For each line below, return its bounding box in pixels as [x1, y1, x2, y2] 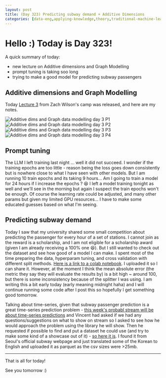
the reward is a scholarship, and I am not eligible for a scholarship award [5, 239, 153, 245]
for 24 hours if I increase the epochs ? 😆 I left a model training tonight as [5, 180, 154, 186]
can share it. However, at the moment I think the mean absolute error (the [5, 265, 155, 272]
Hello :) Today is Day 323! [5, 38, 113, 49]
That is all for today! [5, 358, 46, 364]
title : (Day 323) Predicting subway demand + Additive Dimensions [5, 12, 145, 17]
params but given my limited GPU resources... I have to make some [5, 196, 142, 202]
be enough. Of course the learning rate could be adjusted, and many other [5, 191, 157, 197]
